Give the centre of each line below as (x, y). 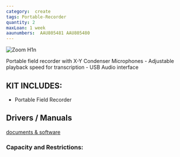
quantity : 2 (20, 22)
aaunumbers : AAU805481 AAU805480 (48, 33)
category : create (28, 11)
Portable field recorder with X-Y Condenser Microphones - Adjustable (90, 61)
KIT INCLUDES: (34, 86)
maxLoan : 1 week (26, 28)
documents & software (33, 132)
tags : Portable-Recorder (36, 17)
